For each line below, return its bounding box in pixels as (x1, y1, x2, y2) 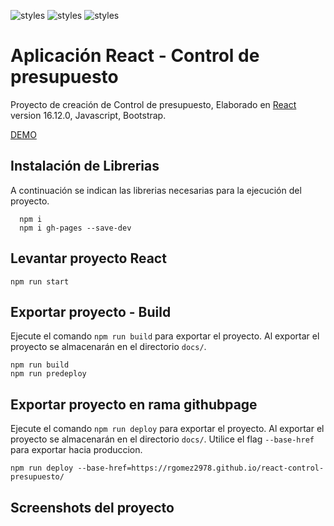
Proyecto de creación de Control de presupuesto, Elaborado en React (10, 98, 297, 110)
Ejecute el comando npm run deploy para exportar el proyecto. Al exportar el (10, 423, 325, 435)
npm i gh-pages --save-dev (19, 223, 132, 233)
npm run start (10, 276, 70, 287)
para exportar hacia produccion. (10, 444, 143, 456)
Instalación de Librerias (10, 158, 160, 175)
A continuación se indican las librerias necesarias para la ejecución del (10, 184, 302, 196)
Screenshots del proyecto (10, 499, 175, 516)
